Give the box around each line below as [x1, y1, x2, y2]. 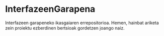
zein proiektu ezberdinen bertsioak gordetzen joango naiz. [5, 25, 125, 31]
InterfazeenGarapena [5, 3, 95, 15]
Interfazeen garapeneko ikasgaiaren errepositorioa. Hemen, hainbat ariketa [5, 20, 159, 26]
